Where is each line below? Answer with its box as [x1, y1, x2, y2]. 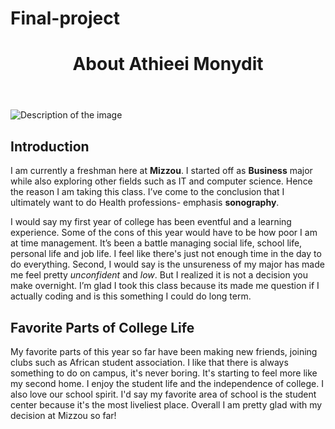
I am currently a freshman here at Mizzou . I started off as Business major [10, 165, 313, 177]
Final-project [10, 7, 120, 30]
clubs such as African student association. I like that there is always [10, 357, 289, 368]
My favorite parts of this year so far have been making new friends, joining [10, 346, 318, 357]
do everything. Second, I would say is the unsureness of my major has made [10, 258, 325, 271]
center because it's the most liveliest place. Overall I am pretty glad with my [10, 399, 323, 411]
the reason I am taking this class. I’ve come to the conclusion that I [10, 186, 285, 198]
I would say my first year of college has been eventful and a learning [10, 216, 292, 228]
